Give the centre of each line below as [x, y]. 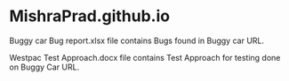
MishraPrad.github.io [90, 16]
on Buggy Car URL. [44, 67]
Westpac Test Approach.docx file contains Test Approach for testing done [145, 57]
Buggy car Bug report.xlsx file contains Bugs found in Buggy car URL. [137, 40]
